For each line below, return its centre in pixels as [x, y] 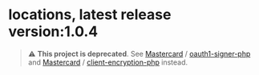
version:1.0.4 [53, 32]
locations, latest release [90, 15]
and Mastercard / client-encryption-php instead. [108, 62]
